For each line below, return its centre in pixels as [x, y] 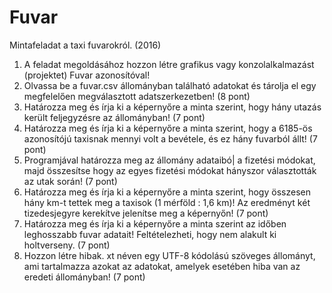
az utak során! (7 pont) [70, 181]
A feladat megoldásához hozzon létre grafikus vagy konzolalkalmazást [169, 64]
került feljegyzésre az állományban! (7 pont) [114, 117]
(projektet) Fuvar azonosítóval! [87, 75]
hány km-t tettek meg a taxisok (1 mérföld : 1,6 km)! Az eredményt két [167, 202]
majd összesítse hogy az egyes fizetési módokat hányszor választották [170, 170]
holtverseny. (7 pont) [67, 245]
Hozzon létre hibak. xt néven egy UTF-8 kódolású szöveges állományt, [169, 255]
